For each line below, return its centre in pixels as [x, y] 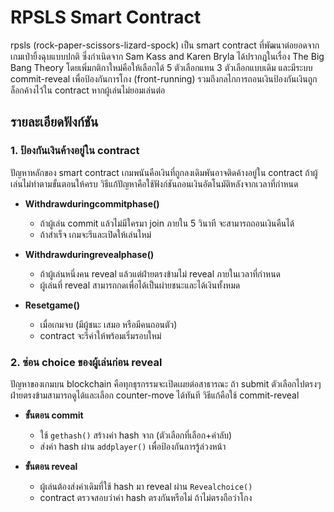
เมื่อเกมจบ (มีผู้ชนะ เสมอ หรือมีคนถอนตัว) [108, 324]
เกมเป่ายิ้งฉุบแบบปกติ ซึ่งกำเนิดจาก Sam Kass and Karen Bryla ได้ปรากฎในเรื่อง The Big [167, 56]
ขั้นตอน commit [54, 415]
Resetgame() [52, 305]
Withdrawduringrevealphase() [89, 254]
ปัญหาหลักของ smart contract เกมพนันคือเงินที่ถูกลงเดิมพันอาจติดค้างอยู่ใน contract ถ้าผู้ [164, 172]
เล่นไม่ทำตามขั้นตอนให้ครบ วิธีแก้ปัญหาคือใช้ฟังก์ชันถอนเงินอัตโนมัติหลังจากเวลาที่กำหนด [154, 183]
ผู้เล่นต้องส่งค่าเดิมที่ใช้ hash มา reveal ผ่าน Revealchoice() [146, 486]
